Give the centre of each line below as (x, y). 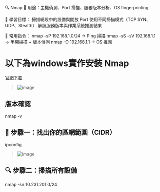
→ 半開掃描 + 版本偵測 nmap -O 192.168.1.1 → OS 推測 (59, 42)
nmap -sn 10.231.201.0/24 (31, 185)
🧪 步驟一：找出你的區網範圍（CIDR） (60, 132)
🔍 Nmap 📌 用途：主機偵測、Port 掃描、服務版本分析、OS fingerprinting (77, 8)
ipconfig (13, 144)
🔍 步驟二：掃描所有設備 (41, 170)
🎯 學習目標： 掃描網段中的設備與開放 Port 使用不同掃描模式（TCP (71, 19)
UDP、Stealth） (21, 26)
